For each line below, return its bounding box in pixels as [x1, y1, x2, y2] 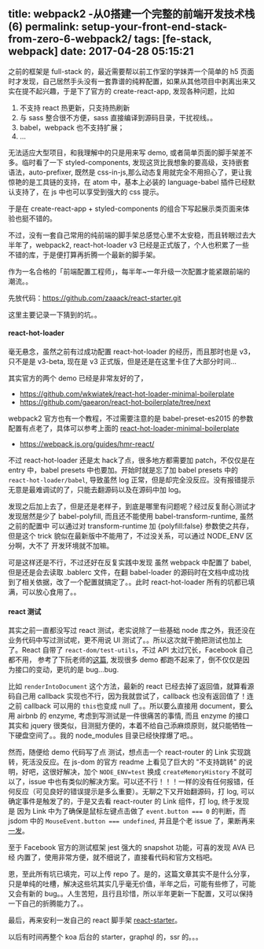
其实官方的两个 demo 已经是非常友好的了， [8, 373, 148, 383]
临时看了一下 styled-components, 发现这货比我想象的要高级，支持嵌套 [21, 157, 250, 167]
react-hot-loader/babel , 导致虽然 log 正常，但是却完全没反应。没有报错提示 [8, 475, 255, 485]
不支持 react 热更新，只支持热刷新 [19, 103, 130, 112]
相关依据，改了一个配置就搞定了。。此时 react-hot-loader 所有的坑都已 [21, 577, 249, 587]
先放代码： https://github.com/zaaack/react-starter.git [8, 293, 181, 303]
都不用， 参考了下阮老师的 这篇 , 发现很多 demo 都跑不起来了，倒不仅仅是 [8, 655, 244, 664]
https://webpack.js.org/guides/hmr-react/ [19, 440, 155, 449]
